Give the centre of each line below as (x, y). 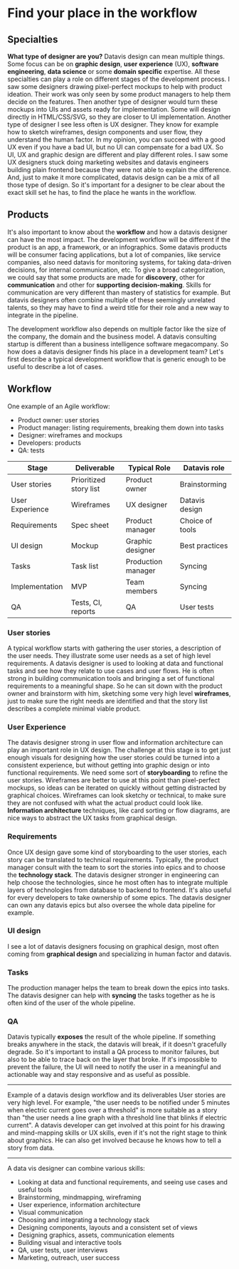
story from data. (31, 1148)
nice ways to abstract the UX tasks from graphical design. (92, 818)
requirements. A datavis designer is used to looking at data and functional (116, 663)
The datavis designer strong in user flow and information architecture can (115, 743)
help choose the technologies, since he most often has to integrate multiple (118, 882)
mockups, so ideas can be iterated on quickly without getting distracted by (117, 788)
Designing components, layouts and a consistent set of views (107, 1228)
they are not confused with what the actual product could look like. (105, 803)
